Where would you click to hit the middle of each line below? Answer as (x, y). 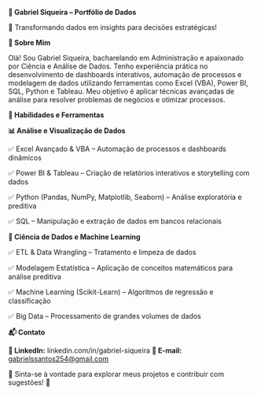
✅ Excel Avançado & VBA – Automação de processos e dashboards (117, 149)
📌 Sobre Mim (29, 42)
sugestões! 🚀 (29, 382)
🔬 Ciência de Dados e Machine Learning (74, 237)
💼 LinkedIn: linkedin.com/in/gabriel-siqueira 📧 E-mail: (95, 351)
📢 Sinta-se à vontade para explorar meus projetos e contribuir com (116, 374)
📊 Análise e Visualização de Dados (67, 131)
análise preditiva (35, 277)
